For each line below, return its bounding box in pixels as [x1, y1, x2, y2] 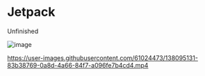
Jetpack [7, 4, 56, 20]
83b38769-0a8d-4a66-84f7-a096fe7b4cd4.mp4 [7, 61, 149, 69]
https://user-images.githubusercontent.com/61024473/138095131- [7, 53, 198, 62]
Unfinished [7, 27, 39, 35]
